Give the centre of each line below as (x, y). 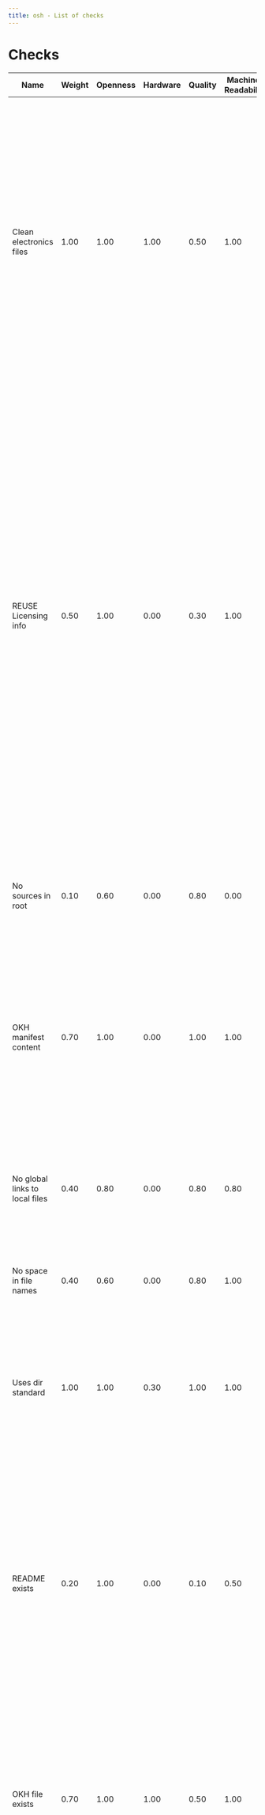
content (26, 1047)
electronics (33, 241)
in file (22, 1281)
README (29, 1578)
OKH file (28, 1794)
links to (26, 1188)
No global (30, 1179)
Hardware (162, 85)
